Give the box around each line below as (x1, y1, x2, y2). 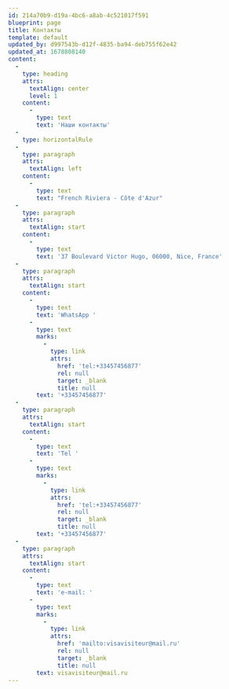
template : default (8, 33, 68, 42)
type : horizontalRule (22, 135, 93, 144)
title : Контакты (8, 26, 61, 34)
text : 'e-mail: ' (36, 588, 93, 596)
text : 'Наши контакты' (36, 121, 111, 129)
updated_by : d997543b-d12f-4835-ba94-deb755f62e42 (8, 41, 177, 49)
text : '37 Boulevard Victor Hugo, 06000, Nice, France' (36, 252, 223, 260)
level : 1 (28, 92, 58, 100)
